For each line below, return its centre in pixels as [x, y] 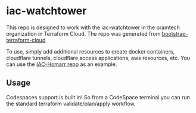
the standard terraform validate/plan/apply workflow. [71, 103]
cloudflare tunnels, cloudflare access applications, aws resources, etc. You [98, 58]
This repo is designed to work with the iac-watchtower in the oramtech [93, 27]
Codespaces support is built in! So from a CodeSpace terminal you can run [98, 97]
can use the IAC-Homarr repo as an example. [62, 64]
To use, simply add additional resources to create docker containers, [90, 51]
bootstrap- [175, 33]
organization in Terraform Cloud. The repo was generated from [83, 33]
